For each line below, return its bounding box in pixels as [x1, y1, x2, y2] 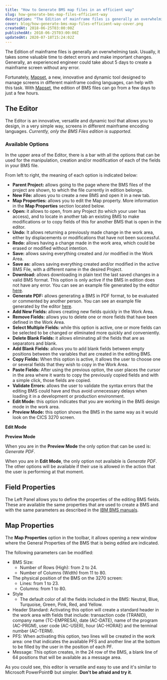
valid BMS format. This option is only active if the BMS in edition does [12, 277, 155, 283]
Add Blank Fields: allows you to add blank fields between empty [12, 345, 145, 351]
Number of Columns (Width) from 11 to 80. [19, 570, 107, 576]
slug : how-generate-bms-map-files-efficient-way [5, 12, 108, 17]
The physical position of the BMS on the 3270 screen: [12, 575, 123, 581]
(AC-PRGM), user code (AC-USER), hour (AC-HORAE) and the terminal [12, 622, 158, 628]
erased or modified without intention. [12, 245, 88, 251]
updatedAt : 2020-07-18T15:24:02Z [5, 35, 75, 40]
